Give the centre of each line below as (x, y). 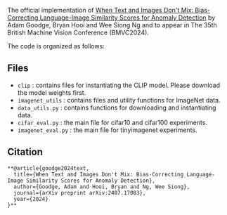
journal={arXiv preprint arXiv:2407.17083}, (80, 193)
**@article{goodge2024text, (48, 168)
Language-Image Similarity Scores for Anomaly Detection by (128, 18)
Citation (25, 152)
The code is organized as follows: (56, 46)
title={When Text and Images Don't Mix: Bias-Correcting (99, 174)
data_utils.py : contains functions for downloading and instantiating (117, 107)
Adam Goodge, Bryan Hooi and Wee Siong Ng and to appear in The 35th (112, 25)
